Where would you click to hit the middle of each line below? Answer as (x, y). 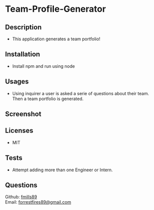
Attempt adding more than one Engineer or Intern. (62, 170)
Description (23, 27)
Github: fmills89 (21, 197)
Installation (23, 54)
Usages (17, 82)
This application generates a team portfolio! (56, 39)
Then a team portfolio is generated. (48, 99)
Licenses (19, 131)
